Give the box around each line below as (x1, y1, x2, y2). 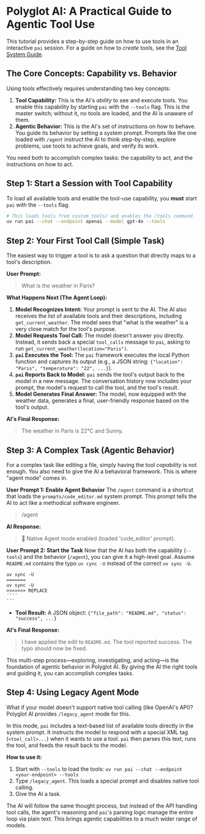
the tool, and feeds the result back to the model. (6, 741, 127, 749)
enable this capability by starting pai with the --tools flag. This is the (15, 103, 190, 110)
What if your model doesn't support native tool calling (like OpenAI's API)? (6, 703, 193, 711)
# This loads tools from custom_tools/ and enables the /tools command (6, 213, 193, 219)
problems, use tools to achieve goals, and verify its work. (15, 142, 160, 150)
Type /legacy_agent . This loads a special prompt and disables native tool (15, 777, 199, 784)
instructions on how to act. (6, 161, 73, 168)
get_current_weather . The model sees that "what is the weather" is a (15, 319, 188, 326)
